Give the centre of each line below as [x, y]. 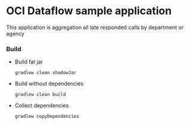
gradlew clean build [40, 95]
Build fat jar [29, 62]
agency [15, 33]
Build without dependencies [49, 84]
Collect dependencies [42, 105]
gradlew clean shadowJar [46, 73]
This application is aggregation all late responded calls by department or [95, 27]
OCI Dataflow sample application [89, 11]
